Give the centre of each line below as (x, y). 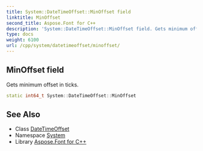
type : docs (20, 34)
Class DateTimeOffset (42, 129)
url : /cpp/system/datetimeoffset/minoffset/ (63, 46)
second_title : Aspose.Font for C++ (51, 23)
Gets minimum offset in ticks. (43, 85)
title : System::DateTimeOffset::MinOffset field (69, 12)
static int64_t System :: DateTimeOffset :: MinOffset (71, 95)
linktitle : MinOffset (34, 18)
